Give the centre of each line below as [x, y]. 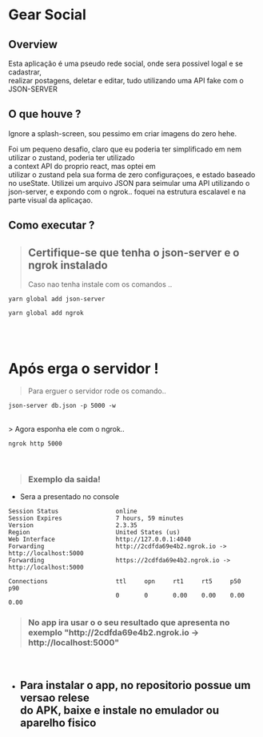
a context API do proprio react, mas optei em [82, 166]
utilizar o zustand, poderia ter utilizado [72, 157]
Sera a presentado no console [70, 497]
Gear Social [47, 15]
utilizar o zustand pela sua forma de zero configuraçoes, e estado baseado [132, 175]
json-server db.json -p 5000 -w [62, 405]
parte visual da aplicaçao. [51, 200]
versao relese [54, 697]
